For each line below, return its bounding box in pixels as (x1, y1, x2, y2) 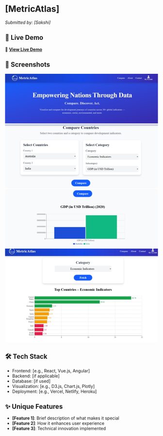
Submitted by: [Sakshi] (5, 19, 51, 25)
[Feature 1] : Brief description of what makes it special (12, 415, 120, 421)
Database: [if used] (12, 378, 51, 384)
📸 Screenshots (5, 61, 50, 69)
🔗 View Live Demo (5, 46, 43, 52)
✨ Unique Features (5, 402, 63, 411)
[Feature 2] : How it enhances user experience (12, 420, 105, 426)
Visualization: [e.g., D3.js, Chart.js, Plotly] (12, 383, 95, 389)
